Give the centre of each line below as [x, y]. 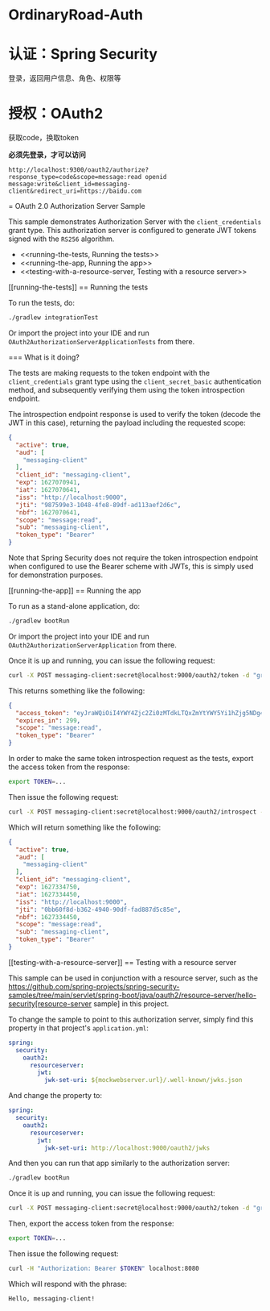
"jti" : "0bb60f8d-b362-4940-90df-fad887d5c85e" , [98, 909]
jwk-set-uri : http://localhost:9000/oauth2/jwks [127, 1148]
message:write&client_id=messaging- [70, 184]
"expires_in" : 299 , [48, 720]
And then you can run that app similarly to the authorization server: [119, 1163]
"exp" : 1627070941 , [48, 483]
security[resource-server [50, 1003]
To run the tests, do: [41, 303]
